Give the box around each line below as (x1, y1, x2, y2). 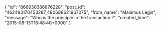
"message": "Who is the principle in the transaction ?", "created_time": (5, 15, 150, 20)
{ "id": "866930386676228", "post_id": (5, 4, 86, 10)
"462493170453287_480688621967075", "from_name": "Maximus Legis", (5, 9, 156, 15)
